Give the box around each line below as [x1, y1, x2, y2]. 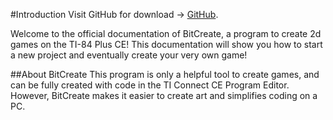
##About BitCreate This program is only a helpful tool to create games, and [10, 69, 320, 80]
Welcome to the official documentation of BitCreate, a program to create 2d [10, 28, 322, 39]
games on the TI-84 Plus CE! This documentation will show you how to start [10, 39, 323, 50]
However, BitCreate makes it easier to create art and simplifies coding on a [10, 90, 318, 101]
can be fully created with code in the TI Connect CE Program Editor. [10, 79, 290, 91]
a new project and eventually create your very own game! [10, 49, 248, 61]
